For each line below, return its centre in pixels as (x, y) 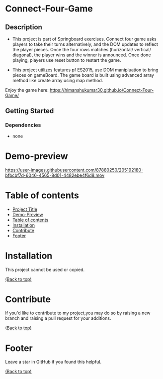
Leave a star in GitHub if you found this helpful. (53, 362)
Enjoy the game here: (27, 90)
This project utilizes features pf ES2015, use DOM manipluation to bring (85, 70)
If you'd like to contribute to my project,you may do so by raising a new (78, 313)
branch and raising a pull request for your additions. (58, 318)
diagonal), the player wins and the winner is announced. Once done (81, 55)
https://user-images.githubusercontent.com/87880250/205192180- (74, 170)
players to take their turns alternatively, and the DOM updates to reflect (85, 44)
